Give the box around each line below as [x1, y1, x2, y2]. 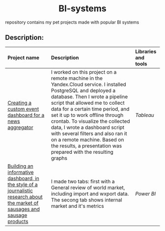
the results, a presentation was [51, 142, 122, 149]
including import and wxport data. [51, 190, 129, 197]
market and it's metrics [51, 202, 104, 209]
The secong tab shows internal [51, 196, 122, 203]
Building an [7, 163, 33, 170]
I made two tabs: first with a [51, 178, 115, 185]
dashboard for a [7, 112, 45, 118]
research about [7, 193, 43, 200]
